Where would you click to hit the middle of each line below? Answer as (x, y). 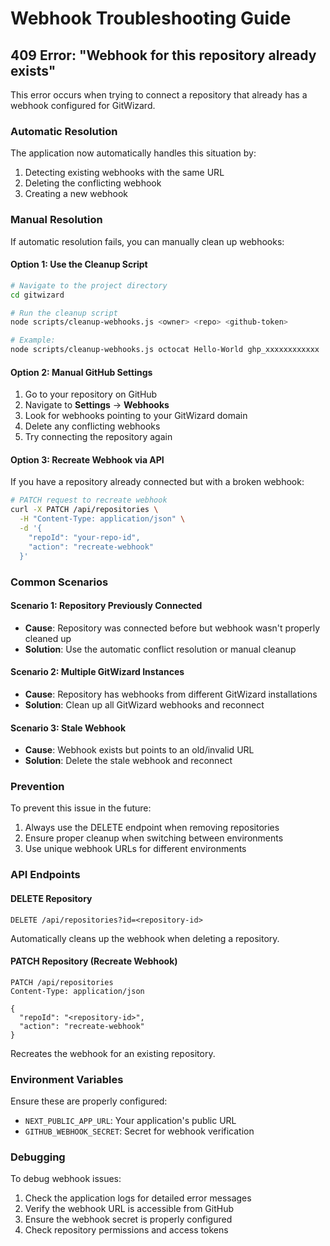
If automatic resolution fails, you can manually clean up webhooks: (147, 241)
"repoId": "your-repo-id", (84, 537)
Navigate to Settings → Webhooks (97, 405)
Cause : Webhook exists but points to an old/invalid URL (139, 750)
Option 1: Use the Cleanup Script (79, 264)
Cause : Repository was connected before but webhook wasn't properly (172, 628)
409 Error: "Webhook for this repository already (163, 55)
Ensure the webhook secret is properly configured (128, 1219)
